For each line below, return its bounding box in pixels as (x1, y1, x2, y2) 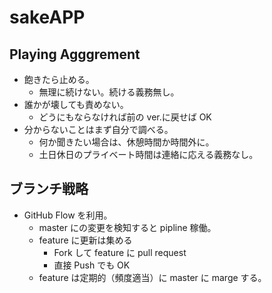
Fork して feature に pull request (53, 246, 187, 258)
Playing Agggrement (9, 46, 141, 63)
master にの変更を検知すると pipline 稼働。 (38, 221, 217, 233)
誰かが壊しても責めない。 (23, 99, 129, 110)
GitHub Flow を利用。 (23, 209, 113, 221)
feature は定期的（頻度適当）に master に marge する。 (38, 271, 267, 283)
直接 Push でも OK (53, 259, 131, 271)
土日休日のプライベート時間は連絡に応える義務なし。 (38, 149, 259, 160)
